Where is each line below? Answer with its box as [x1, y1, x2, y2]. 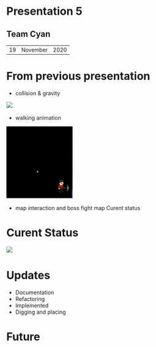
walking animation [15, 114, 61, 122]
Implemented [15, 302, 49, 310]
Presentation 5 [6, 4, 83, 18]
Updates [6, 268, 51, 283]
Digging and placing [15, 308, 66, 316]
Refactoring [15, 295, 45, 303]
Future [6, 330, 41, 344]
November [21, 46, 48, 53]
